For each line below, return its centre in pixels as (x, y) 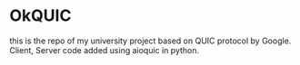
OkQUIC (40, 16)
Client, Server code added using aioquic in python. (105, 50)
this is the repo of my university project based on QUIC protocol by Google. (150, 41)
